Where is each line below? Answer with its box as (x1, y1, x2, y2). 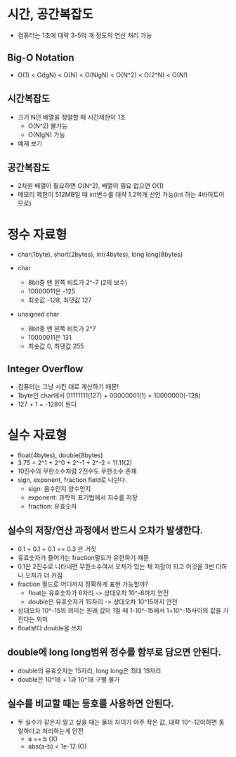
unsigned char (17, 310, 60, 319)
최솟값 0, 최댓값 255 (27, 342, 84, 350)
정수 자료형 (7, 227, 67, 243)
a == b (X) (27, 734, 58, 743)
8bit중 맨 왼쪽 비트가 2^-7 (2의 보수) (27, 279, 128, 287)
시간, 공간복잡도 (7, 6, 93, 23)
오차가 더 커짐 (25, 571, 63, 579)
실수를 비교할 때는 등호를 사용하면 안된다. (7, 698, 174, 710)
